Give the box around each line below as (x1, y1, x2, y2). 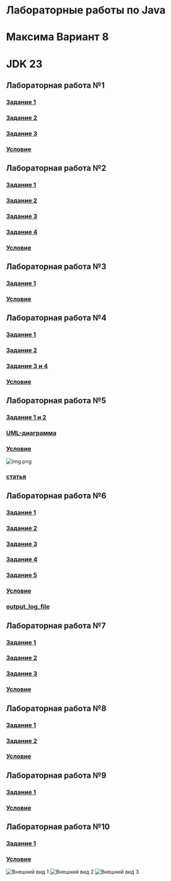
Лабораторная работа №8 (6, 704, 107, 713)
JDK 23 (6, 57, 43, 70)
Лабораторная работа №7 (6, 620, 107, 630)
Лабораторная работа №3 (6, 262, 107, 272)
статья (6, 473, 26, 481)
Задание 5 (6, 571, 37, 579)
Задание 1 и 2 (6, 414, 47, 422)
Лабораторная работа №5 (6, 396, 107, 406)
